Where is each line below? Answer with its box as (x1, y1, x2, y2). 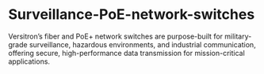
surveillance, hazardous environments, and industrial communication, (29, 39, 256, 49)
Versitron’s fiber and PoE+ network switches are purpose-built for (8, 31, 224, 41)
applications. (8, 57, 50, 66)
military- (224, 31, 252, 41)
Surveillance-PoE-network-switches (8, 6, 255, 24)
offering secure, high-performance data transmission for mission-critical (8, 48, 246, 57)
